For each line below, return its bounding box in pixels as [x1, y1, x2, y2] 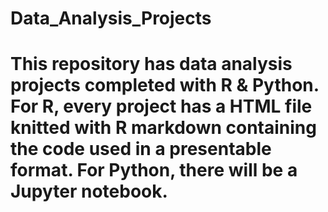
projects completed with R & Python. [10, 74, 320, 97]
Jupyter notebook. [10, 180, 168, 203]
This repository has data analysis [10, 53, 293, 76]
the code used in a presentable [10, 138, 272, 161]
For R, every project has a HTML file [10, 95, 313, 118]
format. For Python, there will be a [10, 159, 298, 182]
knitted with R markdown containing [10, 117, 317, 139]
